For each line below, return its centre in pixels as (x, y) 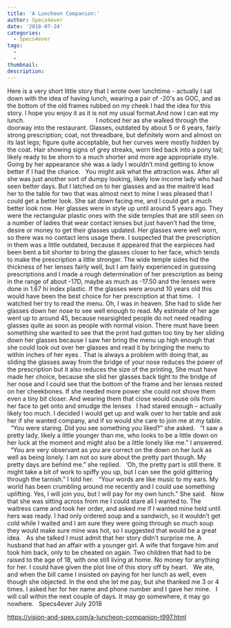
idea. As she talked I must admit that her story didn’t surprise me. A (104, 538)
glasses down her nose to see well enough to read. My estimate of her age (113, 310)
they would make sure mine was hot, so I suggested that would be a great (112, 530)
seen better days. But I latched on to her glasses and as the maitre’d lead (111, 186)
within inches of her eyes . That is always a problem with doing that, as (108, 354)
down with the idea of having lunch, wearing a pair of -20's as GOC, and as (114, 98)
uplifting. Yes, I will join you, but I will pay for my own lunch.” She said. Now (115, 494)
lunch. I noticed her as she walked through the (108, 120)
